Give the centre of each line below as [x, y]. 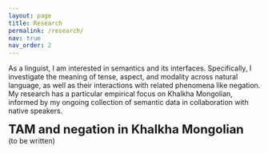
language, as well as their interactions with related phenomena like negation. [134, 86]
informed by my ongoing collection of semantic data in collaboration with [129, 103]
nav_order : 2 [30, 46]
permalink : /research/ [46, 30]
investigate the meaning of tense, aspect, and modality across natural [123, 77]
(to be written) [32, 141]
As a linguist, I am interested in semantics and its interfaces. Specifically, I [130, 68]
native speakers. [36, 111]
